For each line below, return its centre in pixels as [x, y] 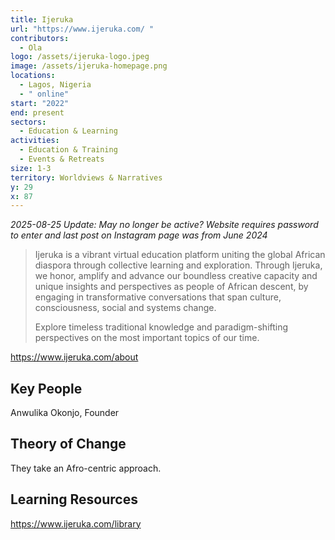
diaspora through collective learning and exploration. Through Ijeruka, [178, 265]
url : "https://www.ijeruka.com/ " [82, 29]
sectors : [28, 122]
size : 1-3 [31, 168]
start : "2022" [40, 103]
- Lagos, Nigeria [55, 85]
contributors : [40, 38]
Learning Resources [74, 499]
